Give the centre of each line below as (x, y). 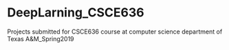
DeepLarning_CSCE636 (76, 13)
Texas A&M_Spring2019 (41, 38)
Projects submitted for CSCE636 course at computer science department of (115, 32)
